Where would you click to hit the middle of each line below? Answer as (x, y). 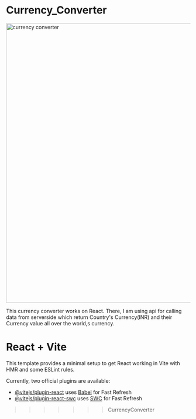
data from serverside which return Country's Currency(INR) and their (89, 317)
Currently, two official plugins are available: (58, 380)
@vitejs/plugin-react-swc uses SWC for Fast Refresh (78, 398)
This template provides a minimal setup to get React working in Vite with (93, 363)
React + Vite (37, 347)
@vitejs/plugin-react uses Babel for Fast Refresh (73, 392)
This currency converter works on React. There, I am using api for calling (94, 311)
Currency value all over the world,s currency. (60, 323)
